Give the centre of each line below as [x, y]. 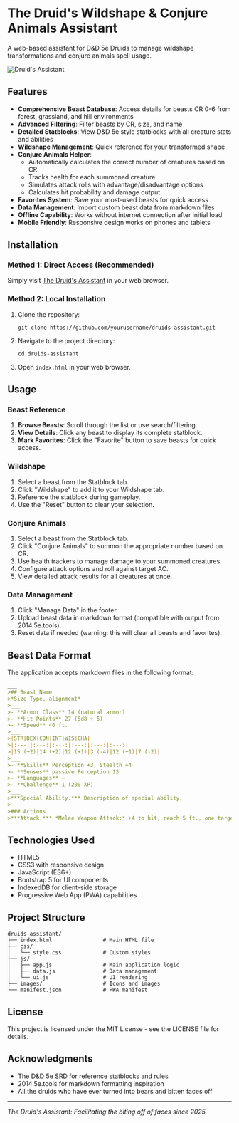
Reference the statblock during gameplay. [79, 497]
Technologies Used [51, 840]
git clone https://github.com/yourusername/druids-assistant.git [116, 328]
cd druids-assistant [48, 354]
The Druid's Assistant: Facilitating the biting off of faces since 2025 [107, 1112]
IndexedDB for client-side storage [67, 887]
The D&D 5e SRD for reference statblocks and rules [93, 1076]
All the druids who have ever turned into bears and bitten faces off [115, 1091]
